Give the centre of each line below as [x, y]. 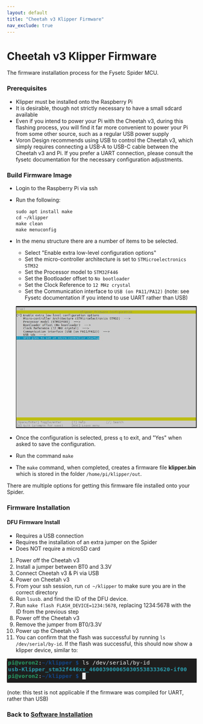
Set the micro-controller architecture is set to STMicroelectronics [105, 259]
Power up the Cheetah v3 [47, 630]
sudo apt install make [44, 211]
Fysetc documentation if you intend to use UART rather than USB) [106, 297]
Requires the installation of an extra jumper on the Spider [86, 542]
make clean [29, 223]
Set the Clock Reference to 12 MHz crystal [78, 284]
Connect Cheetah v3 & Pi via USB [57, 573]
